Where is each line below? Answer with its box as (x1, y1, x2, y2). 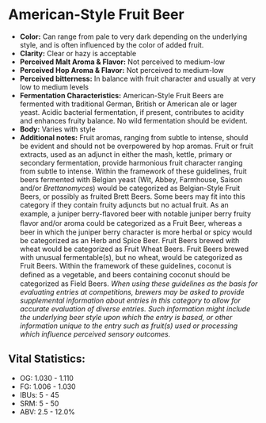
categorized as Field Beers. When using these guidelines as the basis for (19, 279, 258, 288)
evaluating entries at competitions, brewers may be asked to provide (19, 287, 245, 296)
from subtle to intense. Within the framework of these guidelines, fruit (19, 166, 247, 176)
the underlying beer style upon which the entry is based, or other (19, 312, 233, 322)
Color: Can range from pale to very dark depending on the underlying (19, 32, 248, 41)
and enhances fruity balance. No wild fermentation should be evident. (19, 116, 248, 125)
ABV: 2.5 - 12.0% (19, 406, 75, 417)
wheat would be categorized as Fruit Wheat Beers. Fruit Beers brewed (19, 244, 249, 253)
